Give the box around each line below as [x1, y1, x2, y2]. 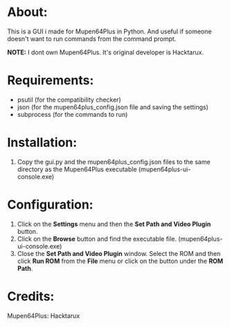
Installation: [7, 135, 78, 150]
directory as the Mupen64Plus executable [17, 165, 137, 173]
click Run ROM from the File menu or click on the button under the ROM [17, 257, 224, 265]
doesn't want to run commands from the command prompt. [7, 34, 177, 42]
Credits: [7, 288, 55, 304]
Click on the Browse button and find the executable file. [17, 234, 177, 243]
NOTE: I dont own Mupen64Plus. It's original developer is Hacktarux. [7, 48, 204, 56]
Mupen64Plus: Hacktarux [7, 311, 80, 320]
